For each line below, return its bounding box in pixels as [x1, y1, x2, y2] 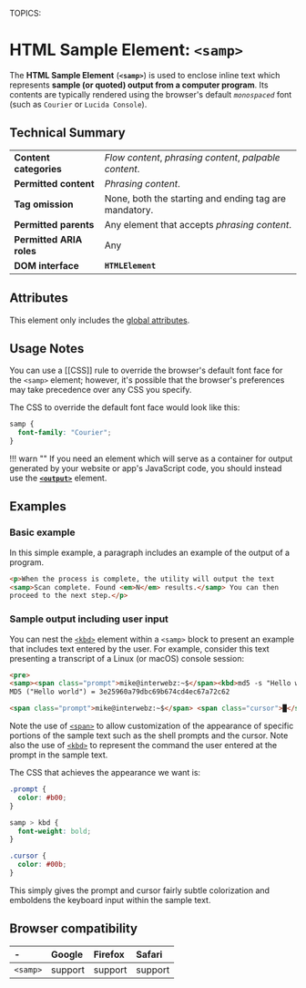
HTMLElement [104, 260, 157, 271]
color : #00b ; [17, 860, 67, 870]
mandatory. [104, 203, 154, 216]
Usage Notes [9, 341, 85, 356]
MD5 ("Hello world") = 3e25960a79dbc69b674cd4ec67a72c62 [9, 687, 230, 696]
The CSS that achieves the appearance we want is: [9, 767, 201, 778]
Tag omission [14, 198, 74, 211]
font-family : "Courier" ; [17, 428, 112, 437]
